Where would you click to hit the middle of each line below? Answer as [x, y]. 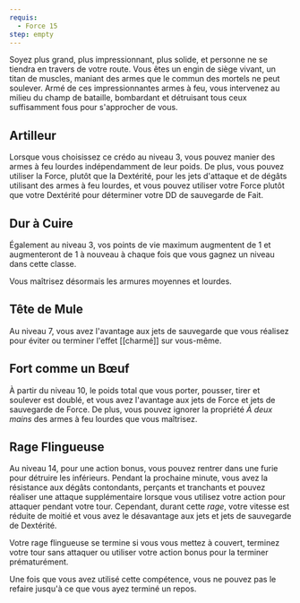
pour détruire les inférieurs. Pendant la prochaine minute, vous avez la [139, 478]
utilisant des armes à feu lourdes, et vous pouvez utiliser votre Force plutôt [147, 185]
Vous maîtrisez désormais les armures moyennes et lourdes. [121, 281]
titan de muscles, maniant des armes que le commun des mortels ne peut [145, 79]
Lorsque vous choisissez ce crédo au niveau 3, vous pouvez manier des [142, 157]
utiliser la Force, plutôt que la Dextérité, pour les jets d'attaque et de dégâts [148, 177]
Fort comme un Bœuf [69, 369]
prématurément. [39, 562]
